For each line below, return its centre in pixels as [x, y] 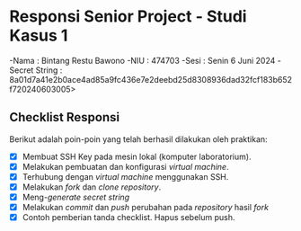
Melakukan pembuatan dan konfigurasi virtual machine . [125, 166]
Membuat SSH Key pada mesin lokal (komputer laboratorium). [137, 156]
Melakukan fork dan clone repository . [92, 187]
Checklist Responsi [64, 117]
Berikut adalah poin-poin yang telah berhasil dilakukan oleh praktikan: [138, 139]
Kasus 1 [39, 36]
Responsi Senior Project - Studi [128, 17]
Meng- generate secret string [76, 197]
